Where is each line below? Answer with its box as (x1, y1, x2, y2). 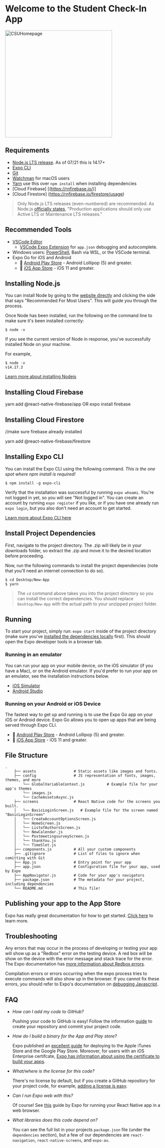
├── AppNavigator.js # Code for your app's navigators (14, 873, 145, 878)
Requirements (5, 146, 49, 155)
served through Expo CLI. (5, 722, 57, 728)
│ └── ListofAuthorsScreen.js (14, 825, 81, 830)
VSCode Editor (12, 238, 43, 244)
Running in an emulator (5, 651, 62, 658)
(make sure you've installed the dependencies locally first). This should (5, 633, 150, 639)
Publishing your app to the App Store (5, 899, 121, 908)
